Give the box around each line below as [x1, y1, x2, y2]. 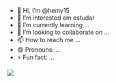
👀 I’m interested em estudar [16, 14, 95, 22]
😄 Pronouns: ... [16, 46, 61, 54]
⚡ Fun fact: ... [16, 53, 55, 61]
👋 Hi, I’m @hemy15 [16, 7, 70, 14]
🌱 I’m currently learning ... [16, 21, 90, 29]
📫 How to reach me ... [16, 36, 81, 44]
